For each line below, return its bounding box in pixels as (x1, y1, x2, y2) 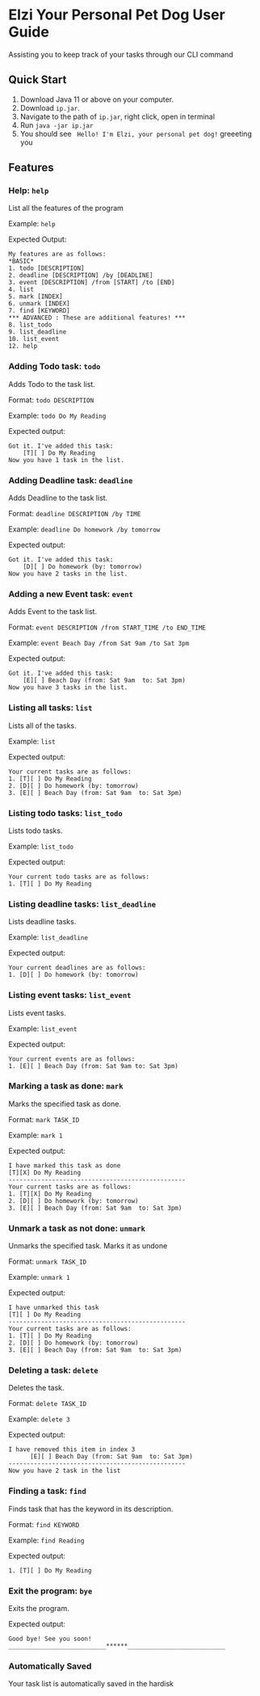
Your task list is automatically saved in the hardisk (8, 1679, 174, 1689)
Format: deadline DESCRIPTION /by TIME (8, 509, 141, 519)
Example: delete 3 (8, 1414, 70, 1424)
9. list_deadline (8, 328, 67, 336)
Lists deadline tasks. (8, 917, 77, 927)
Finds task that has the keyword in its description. (8, 1504, 174, 1513)
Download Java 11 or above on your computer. (19, 95, 174, 104)
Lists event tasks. (8, 1008, 66, 1017)
